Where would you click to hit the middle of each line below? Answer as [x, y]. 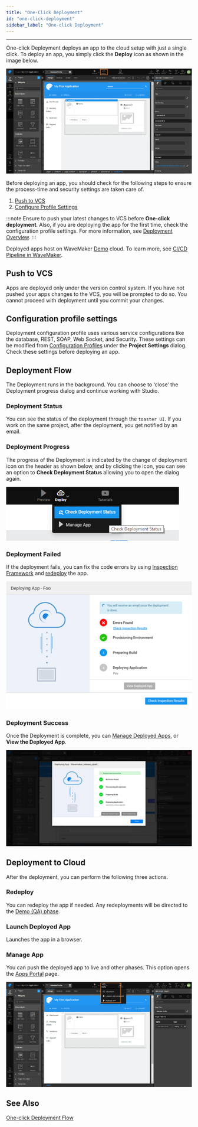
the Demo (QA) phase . [33, 911]
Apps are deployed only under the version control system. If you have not [95, 288]
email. [14, 432]
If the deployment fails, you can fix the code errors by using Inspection [92, 567]
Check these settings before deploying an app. [63, 352]
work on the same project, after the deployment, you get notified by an [92, 425]
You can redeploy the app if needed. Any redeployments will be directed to [97, 905]
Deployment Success [37, 722]
